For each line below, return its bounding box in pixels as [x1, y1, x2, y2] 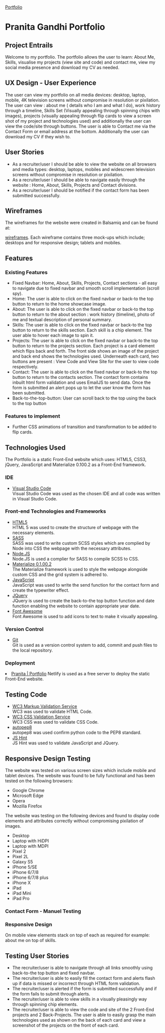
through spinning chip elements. [12, 1001, 78, 1007]
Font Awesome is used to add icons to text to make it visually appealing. [12, 613, 159, 619]
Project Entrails [5, 41, 53, 49]
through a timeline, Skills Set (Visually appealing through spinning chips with [5, 107, 160, 113]
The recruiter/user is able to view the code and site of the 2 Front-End [12, 1007, 154, 1013]
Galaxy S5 [12, 859, 33, 865]
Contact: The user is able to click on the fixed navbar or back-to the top [12, 369, 158, 375]
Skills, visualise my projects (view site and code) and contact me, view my [5, 59, 156, 65]
